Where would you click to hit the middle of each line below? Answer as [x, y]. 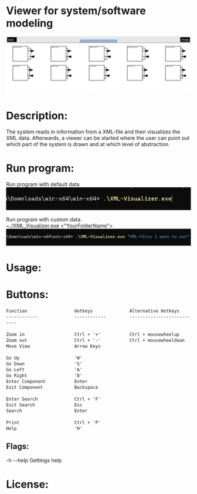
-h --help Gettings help [34, 461]
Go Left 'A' [44, 369]
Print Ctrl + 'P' [53, 422]
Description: [37, 115]
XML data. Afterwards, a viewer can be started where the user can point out [98, 138]
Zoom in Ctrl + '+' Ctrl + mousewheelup [93, 334]
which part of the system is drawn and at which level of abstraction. [88, 144]
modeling [30, 23]
